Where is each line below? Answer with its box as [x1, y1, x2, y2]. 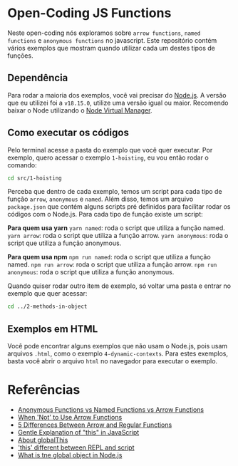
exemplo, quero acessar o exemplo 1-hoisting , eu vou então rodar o [7, 153, 209, 162]
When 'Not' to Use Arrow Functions [17, 413, 123, 422]
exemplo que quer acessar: [7, 289, 88, 298]
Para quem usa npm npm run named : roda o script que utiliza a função [7, 253, 212, 262]
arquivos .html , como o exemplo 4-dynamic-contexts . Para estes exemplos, [7, 349, 229, 358]
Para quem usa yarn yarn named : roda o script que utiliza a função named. [7, 224, 226, 232]
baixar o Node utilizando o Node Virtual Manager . [7, 105, 152, 115]
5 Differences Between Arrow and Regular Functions [17, 420, 172, 429]
